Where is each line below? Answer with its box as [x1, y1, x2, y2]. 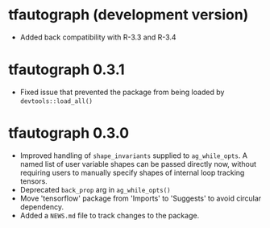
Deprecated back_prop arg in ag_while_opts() [19, 184, 171, 194]
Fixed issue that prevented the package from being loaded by [19, 87, 225, 97]
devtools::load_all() [19, 97, 93, 106]
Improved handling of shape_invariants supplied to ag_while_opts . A [19, 151, 248, 160]
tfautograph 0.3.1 [8, 60, 125, 79]
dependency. [19, 201, 64, 211]
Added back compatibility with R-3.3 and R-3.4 [19, 32, 177, 42]
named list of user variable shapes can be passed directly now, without [19, 159, 256, 168]
